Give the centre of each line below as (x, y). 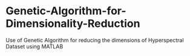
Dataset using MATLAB (34, 46)
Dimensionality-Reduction (73, 24)
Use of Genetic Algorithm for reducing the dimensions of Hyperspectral (95, 40)
